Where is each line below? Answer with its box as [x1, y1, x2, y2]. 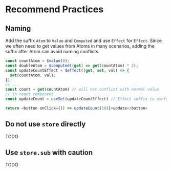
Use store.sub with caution [5, 148, 93, 157]
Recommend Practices [5, 4, 104, 15]
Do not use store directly [5, 120, 86, 128]
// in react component [5, 92, 54, 97]
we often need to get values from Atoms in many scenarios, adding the [5, 43, 155, 49]
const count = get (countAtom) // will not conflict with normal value [5, 87, 159, 92]
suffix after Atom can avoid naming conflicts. [5, 49, 100, 54]
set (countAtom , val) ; [10, 73, 56, 78]
